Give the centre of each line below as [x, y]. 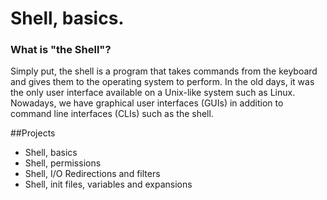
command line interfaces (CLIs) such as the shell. [112, 114]
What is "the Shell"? [61, 50]
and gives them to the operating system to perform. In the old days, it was [162, 82]
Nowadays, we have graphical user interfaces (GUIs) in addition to [147, 103]
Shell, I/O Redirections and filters [92, 174]
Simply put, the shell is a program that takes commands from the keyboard [164, 71]
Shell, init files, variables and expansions [108, 184]
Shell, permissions [63, 163]
